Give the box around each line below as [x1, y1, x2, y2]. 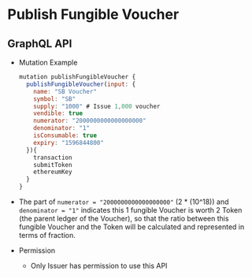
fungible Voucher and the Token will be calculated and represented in [18, 222, 245, 232]
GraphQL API [7, 37, 72, 50]
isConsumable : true [33, 132, 98, 139]
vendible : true [33, 109, 83, 117]
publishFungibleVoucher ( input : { [26, 80, 136, 88]
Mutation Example [18, 57, 78, 67]
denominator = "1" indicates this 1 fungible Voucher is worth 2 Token [18, 206, 243, 214]
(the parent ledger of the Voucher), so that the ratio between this [18, 214, 229, 223]
